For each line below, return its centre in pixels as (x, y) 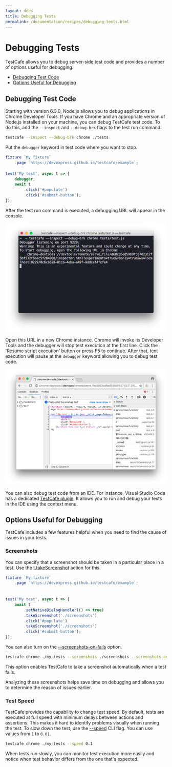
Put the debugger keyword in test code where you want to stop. (71, 147)
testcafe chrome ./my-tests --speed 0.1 (49, 744)
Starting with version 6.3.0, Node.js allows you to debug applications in (80, 111)
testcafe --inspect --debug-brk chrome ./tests (57, 138)
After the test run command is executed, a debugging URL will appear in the (85, 210)
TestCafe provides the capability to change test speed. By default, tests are (85, 712)
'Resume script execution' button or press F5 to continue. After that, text (82, 351)
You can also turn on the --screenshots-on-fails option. (64, 647)
